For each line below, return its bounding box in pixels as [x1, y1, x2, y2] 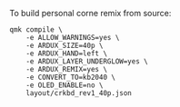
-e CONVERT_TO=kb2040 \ [25, 73, 116, 82]
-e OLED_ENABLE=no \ [25, 81, 104, 90]
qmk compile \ [9, 25, 64, 34]
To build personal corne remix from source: [9, 8, 172, 18]
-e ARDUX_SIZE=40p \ [25, 41, 104, 50]
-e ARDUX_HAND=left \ [25, 49, 107, 58]
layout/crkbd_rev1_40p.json [25, 89, 132, 98]
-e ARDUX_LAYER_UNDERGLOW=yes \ [25, 57, 148, 66]
